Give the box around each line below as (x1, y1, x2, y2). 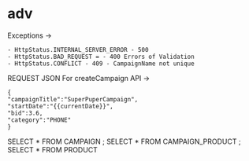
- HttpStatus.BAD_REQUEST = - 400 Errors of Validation (7, 53, 195, 60)
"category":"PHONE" (7, 115, 72, 124)
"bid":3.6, (7, 109, 43, 117)
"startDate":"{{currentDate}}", (7, 102, 113, 110)
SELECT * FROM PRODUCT (7, 145, 98, 154)
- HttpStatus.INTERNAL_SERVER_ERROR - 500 (7, 46, 149, 53)
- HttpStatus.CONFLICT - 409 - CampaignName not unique (7, 60, 195, 68)
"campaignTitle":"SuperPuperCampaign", (7, 95, 139, 103)
